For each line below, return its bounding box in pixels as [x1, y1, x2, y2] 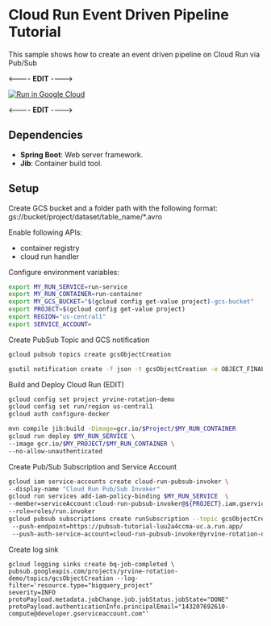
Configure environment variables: [8, 267, 119, 277]
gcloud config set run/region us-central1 [8, 403, 153, 411]
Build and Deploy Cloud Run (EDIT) [8, 379, 125, 389]
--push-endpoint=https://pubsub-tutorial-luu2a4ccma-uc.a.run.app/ [11, 522, 244, 530]
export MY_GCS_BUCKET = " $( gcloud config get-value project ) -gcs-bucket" [8, 298, 254, 306]
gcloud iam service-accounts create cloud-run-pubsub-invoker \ [8, 478, 229, 486]
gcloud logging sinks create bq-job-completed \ [8, 560, 175, 568]
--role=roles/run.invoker [8, 507, 95, 515]
